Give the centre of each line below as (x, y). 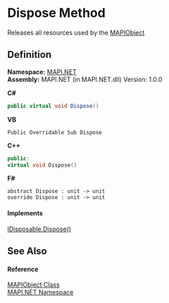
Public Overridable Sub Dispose (55, 132)
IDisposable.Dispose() (39, 229)
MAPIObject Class (33, 285)
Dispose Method (56, 13)
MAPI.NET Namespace (40, 292)
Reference (23, 269)
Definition (29, 55)
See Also (27, 251)
